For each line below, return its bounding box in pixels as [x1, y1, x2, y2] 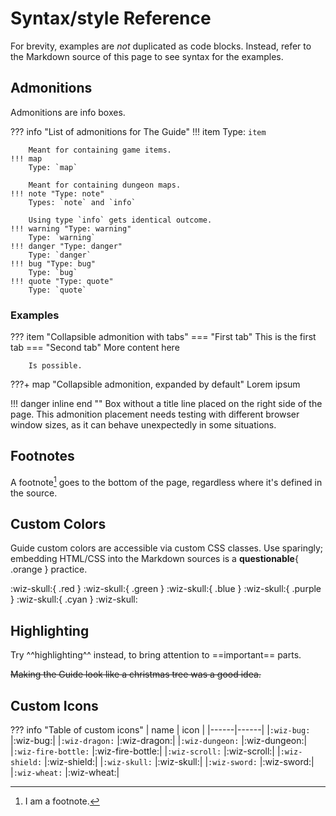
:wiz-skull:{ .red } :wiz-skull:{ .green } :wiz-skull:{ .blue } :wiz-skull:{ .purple [10, 583, 322, 595]
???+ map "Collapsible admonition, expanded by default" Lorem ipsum [10, 378, 301, 391]
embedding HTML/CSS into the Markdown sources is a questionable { [10, 553, 299, 565]
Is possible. [28, 361, 83, 371]
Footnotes [10, 448, 75, 465]
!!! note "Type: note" [10, 188, 105, 199]
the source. [10, 487, 58, 499]
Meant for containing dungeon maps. [28, 180, 182, 190]
